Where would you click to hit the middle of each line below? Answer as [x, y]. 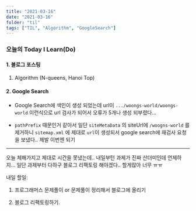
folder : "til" [23, 22]
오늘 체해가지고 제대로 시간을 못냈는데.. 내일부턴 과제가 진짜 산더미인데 [86, 157]
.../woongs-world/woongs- [147, 105]
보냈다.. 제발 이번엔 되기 [48, 139]
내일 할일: [17, 177]
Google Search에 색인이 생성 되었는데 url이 [64, 105]
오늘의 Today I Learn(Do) [41, 49]
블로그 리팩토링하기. [37, 202]
